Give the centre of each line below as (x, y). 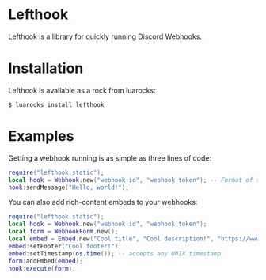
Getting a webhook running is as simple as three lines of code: (110, 158)
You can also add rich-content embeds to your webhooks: (103, 202)
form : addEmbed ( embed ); (46, 261)
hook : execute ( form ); (42, 268)
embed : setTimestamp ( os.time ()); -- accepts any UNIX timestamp (115, 254)
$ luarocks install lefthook (56, 104)
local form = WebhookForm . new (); (63, 232)
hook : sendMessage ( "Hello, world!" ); (68, 187)
